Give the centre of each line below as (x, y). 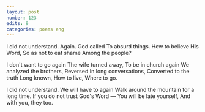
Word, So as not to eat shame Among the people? (69, 53)
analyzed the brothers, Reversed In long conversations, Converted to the (98, 72)
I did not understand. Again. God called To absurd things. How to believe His (102, 47)
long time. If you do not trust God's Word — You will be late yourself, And (99, 96)
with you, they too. (30, 103)
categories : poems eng (35, 29)
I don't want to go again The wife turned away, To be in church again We (98, 65)
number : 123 (21, 18)
